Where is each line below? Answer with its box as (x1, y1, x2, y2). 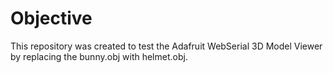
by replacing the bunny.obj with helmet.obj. (10, 50, 188, 62)
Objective (10, 7, 93, 30)
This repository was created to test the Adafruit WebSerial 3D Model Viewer (10, 40, 323, 52)
